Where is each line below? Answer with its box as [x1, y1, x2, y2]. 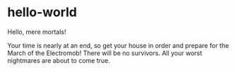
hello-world [7, 4, 78, 20]
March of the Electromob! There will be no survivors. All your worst [7, 49, 203, 57]
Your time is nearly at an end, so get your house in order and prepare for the [7, 41, 230, 49]
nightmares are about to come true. [7, 56, 111, 64]
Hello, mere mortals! [7, 28, 66, 36]
